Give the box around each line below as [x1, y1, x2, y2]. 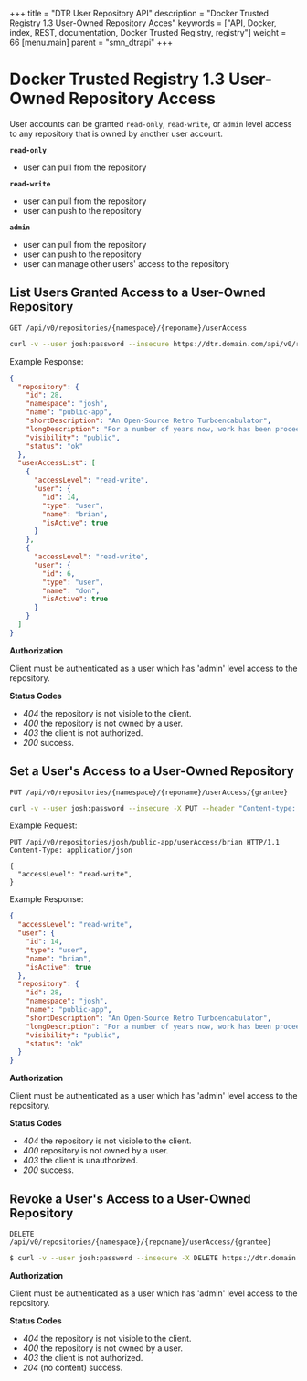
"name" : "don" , [42, 586, 101, 595]
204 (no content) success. [22, 1362, 123, 1373]
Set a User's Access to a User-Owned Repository [9, 763, 294, 780]
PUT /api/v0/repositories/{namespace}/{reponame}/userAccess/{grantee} [9, 788, 288, 797]
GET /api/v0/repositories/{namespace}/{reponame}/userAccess [9, 324, 248, 333]
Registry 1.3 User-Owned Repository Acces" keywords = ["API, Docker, [9, 17, 277, 28]
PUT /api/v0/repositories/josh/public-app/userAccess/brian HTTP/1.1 [9, 838, 281, 847]
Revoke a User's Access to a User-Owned [9, 1191, 251, 1206]
